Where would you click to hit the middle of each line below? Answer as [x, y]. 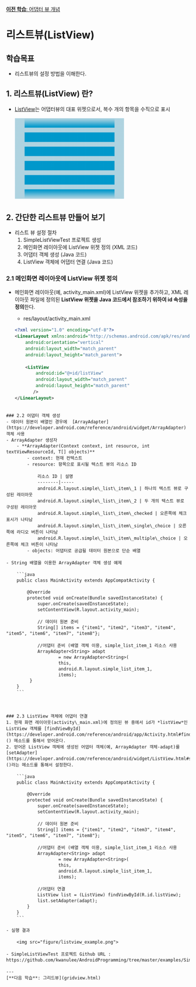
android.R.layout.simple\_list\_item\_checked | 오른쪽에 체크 [112, 513]
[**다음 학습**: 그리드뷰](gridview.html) [53, 978]
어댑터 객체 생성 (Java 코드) [55, 255]
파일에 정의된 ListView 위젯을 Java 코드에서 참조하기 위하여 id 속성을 [109, 300]
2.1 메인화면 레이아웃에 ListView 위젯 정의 [62, 278]
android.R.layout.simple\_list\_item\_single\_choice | [106, 526]
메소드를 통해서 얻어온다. [40, 740]
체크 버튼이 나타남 [39, 544]
